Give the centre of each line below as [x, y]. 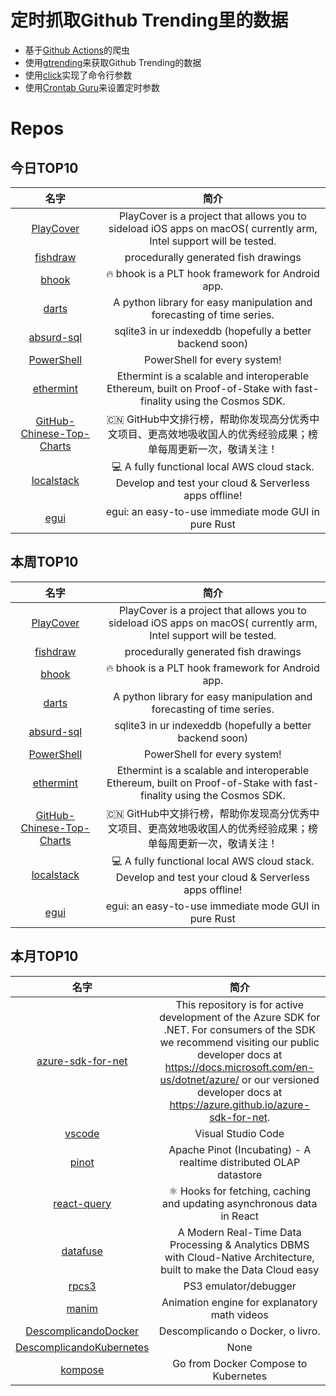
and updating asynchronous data [240, 1203]
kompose [82, 1369]
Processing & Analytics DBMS [239, 1244]
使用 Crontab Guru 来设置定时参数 [92, 87]
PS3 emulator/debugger [240, 1286]
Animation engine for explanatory [239, 1302]
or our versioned [280, 1079]
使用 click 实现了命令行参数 [78, 75]
